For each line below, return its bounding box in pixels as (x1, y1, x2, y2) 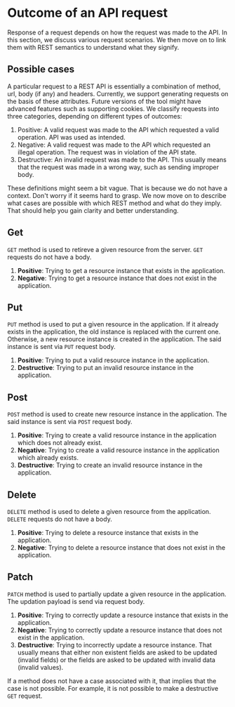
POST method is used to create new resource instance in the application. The (7, 410, 227, 418)
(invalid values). (17, 663, 64, 671)
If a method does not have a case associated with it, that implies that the (7, 676, 217, 685)
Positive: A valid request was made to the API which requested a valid (17, 125, 220, 134)
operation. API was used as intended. (17, 133, 126, 141)
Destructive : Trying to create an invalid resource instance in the (17, 461, 203, 470)
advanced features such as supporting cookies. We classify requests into (7, 104, 220, 113)
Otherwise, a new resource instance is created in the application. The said (7, 335, 222, 343)
